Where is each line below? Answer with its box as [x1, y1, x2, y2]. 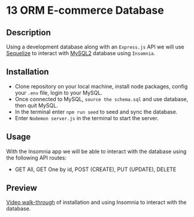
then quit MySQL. [14, 102, 59, 109]
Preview [6, 183, 38, 193]
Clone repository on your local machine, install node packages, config [14, 82, 188, 90]
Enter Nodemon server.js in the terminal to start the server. [14, 114, 159, 121]
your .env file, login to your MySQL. [14, 89, 103, 96]
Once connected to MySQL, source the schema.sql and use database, [14, 95, 189, 102]
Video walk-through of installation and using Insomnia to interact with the [6, 198, 187, 206]
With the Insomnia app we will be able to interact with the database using [6, 148, 187, 155]
